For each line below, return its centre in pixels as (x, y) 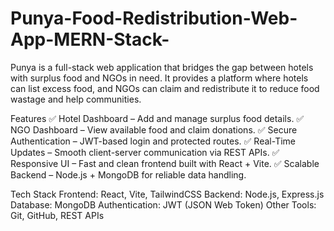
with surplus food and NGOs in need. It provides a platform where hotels (159, 78)
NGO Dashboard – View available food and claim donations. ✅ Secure (154, 129)
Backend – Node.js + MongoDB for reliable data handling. (128, 174)
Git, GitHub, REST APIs (57, 215)
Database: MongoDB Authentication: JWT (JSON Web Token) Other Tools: (163, 204)
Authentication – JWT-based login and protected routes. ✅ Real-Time (153, 141)
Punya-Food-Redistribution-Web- (154, 18)
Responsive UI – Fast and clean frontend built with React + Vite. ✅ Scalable (165, 163)
